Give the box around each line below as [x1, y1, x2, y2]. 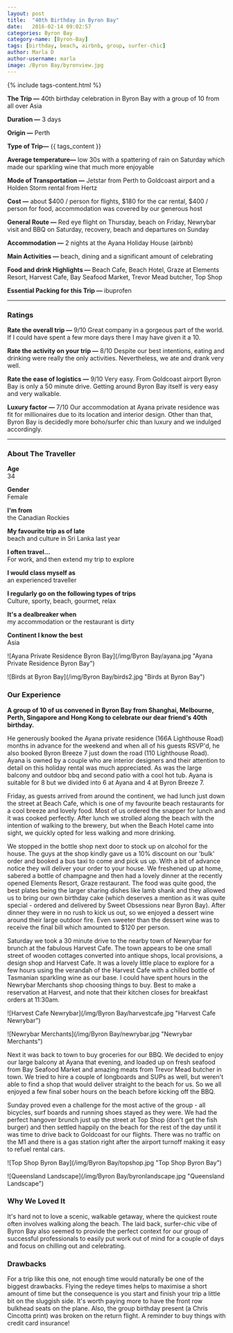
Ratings [7, 310, 34, 320]
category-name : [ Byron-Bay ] [7, 36, 89, 43]
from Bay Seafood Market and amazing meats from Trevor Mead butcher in [7, 1065, 222, 1074]
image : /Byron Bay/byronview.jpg [7, 62, 104, 69]
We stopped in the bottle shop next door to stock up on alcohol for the [7, 842, 208, 850]
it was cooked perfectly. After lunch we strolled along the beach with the [7, 814, 215, 822]
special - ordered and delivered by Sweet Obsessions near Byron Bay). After [7, 901, 226, 909]
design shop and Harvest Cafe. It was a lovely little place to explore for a [7, 958, 214, 967]
